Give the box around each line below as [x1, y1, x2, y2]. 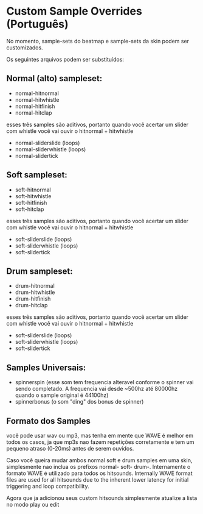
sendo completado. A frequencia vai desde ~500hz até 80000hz [15, 385, 178, 393]
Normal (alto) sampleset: [6, 73, 103, 84]
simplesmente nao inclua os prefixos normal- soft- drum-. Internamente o [6, 463, 191, 470]
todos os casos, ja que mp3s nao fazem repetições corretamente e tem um [6, 438, 194, 446]
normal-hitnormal [15, 90, 59, 97]
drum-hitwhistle [15, 288, 55, 296]
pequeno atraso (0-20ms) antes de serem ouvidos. [6, 445, 134, 452]
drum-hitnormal [15, 282, 55, 290]
